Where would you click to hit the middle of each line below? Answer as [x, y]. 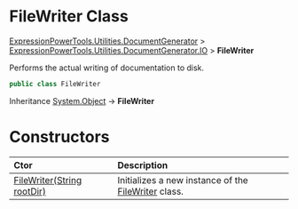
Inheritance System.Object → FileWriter [82, 100]
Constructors [59, 137]
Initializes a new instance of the [183, 180]
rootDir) [30, 191]
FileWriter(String [48, 180]
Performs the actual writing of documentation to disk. [107, 68]
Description [143, 165]
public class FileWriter [55, 84]
